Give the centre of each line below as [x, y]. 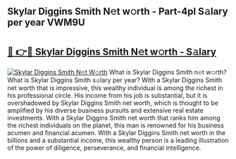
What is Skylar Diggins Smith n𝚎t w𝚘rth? [168, 72]
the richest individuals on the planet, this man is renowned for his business [116, 125]
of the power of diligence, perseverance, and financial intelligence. [104, 148]
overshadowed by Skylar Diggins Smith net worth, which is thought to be [113, 103]
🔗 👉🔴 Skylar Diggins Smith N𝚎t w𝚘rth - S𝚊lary [112, 52]
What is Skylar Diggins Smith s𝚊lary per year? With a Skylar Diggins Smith [115, 80]
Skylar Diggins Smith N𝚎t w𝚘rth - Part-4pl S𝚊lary [118, 12]
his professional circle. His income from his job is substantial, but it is [107, 95]
